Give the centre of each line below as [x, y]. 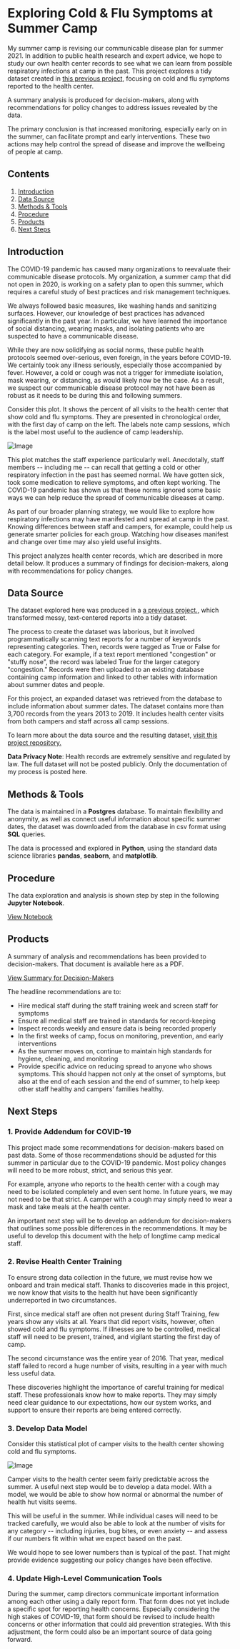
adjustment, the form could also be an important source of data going [110, 1632]
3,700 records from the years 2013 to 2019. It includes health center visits [116, 714]
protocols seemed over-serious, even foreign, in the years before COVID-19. [119, 357]
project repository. [35, 743]
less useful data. [31, 1373]
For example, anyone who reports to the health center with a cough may [114, 1184]
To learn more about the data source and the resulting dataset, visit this [112, 735]
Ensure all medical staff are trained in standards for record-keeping [116, 1021]
